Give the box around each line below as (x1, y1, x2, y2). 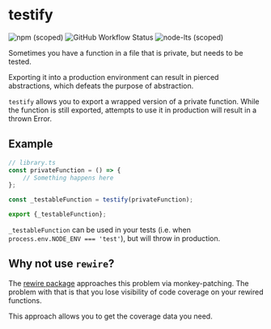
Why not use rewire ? (8, 257, 115, 271)
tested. (8, 57, 32, 66)
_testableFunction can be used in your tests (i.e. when (8, 225, 192, 234)
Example (8, 137, 53, 151)
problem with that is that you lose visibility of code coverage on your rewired (8, 287, 265, 297)
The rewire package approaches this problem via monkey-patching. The (8, 278, 249, 288)
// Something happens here (23, 174, 114, 182)
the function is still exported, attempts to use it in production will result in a (8, 105, 257, 115)
